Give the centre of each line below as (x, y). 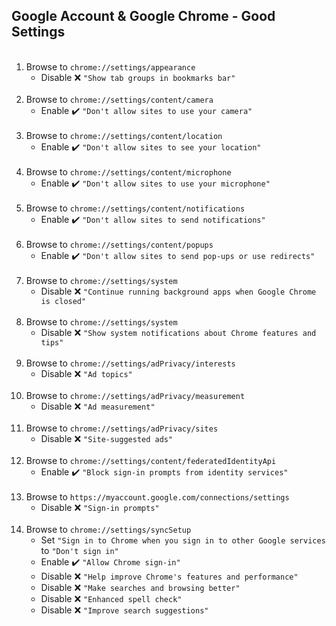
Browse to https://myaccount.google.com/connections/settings (157, 496)
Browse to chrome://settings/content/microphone (128, 171)
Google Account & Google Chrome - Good (143, 16)
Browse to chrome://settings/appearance (110, 66)
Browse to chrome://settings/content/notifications (135, 208)
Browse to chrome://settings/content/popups (119, 244)
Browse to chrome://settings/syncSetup (108, 529)
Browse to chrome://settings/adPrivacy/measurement (135, 395)
